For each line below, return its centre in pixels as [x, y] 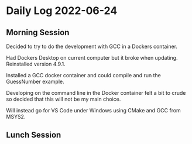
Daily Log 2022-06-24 [62, 11]
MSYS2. [16, 116]
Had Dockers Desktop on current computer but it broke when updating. [92, 58]
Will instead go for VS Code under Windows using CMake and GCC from [94, 110]
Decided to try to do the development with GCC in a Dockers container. [92, 46]
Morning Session [38, 32]
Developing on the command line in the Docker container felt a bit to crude [96, 93]
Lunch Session [34, 135]
